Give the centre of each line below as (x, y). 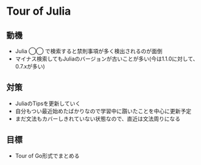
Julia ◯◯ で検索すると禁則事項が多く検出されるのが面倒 (89, 51)
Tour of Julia (39, 11)
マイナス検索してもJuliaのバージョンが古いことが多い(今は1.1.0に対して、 (107, 59)
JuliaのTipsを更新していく (48, 103)
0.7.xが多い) (30, 66)
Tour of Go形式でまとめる (47, 156)
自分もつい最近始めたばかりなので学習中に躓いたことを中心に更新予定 (103, 111)
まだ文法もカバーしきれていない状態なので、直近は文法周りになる (98, 119)
